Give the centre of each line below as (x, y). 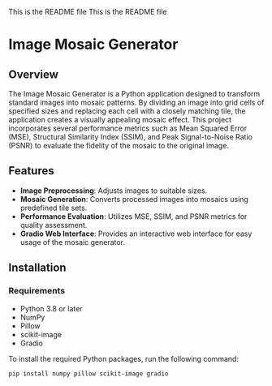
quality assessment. (54, 225)
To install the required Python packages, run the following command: (124, 358)
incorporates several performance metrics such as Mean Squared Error (128, 128)
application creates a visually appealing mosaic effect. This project (120, 120)
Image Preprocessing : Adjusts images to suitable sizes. (114, 191)
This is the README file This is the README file (88, 12)
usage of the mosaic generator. (73, 242)
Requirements (37, 291)
